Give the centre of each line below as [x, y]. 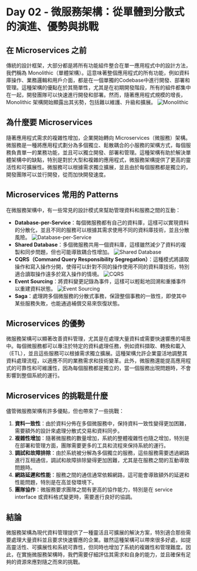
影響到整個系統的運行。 [34, 375]
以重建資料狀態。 [35, 288]
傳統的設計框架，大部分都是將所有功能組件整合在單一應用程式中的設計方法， [98, 66]
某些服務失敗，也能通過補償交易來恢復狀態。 [69, 303]
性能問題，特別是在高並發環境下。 [56, 482]
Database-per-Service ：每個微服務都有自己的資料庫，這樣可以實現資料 [102, 222]
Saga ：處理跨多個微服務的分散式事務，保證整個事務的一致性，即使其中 [101, 296]
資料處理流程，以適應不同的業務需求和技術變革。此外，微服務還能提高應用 [96, 361]
